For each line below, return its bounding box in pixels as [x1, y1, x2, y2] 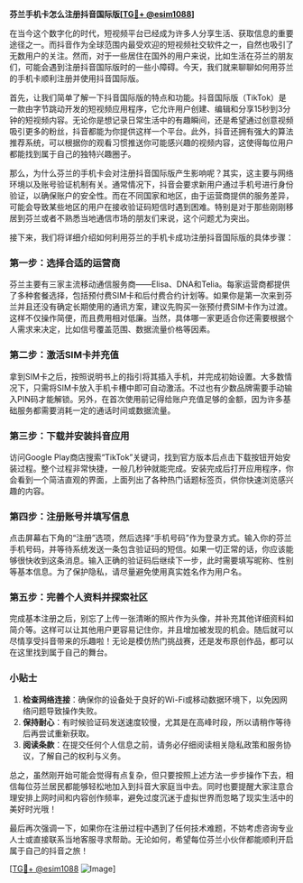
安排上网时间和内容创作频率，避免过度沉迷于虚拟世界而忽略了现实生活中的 [16, 792, 294, 803]
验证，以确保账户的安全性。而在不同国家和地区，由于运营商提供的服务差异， [9, 190, 294, 201]
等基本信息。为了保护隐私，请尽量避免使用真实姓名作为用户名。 [9, 566, 246, 577]
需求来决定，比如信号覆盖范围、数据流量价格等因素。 [16, 324, 215, 335]
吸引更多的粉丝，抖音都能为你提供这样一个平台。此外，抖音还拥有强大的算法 [9, 126, 294, 136]
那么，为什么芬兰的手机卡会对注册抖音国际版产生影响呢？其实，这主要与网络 [9, 168, 294, 179]
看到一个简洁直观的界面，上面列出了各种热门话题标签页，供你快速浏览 [16, 474, 278, 485]
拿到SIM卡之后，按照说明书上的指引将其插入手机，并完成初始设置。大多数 [9, 371, 285, 382]
